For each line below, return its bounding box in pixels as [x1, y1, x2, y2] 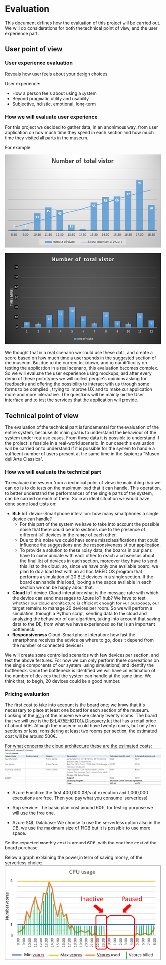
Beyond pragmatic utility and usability [12, 95, 89, 101]
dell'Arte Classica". [5, 456, 43, 462]
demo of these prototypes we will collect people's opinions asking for [5, 376, 147, 382]
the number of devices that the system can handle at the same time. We [5, 673, 152, 679]
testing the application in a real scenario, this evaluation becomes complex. [5, 365, 159, 371]
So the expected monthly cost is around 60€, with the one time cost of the [5, 840, 157, 845]
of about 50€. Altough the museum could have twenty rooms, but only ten [5, 723, 156, 728]
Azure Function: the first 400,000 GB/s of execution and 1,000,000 [12, 789, 148, 795]
